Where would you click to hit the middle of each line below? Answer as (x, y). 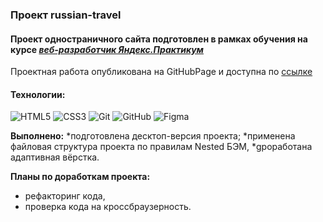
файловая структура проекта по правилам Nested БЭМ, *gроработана (161, 147)
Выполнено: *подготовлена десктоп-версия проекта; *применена (153, 136)
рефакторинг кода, (65, 196)
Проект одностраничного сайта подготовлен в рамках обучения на (159, 39)
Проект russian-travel (66, 15)
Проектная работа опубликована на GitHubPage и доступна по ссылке (161, 72)
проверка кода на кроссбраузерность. (108, 207)
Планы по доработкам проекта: (80, 177)
